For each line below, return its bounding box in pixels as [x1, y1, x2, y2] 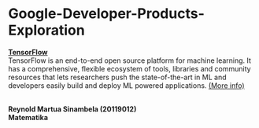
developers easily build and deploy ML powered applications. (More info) [8, 80, 246, 90]
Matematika [8, 112, 49, 122]
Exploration [8, 21, 85, 39]
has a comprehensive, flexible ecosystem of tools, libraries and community [8, 64, 251, 73]
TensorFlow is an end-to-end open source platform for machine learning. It [8, 56, 252, 65]
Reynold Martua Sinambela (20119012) [8, 104, 137, 114]
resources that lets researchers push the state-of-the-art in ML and [8, 72, 227, 82]
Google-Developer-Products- [8, 5, 205, 23]
